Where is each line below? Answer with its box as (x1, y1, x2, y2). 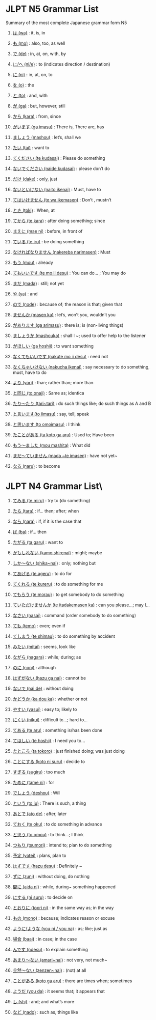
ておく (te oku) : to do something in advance (12, 821, 102, 827)
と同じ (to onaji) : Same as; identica (12, 390, 85, 396)
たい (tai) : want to (12, 144, 49, 150)
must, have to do (12, 369, 47, 375)
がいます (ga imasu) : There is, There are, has (12, 124, 104, 130)
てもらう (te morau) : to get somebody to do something (12, 591, 124, 597)
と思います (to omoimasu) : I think (12, 421, 81, 427)
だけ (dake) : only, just (12, 176, 58, 182)
